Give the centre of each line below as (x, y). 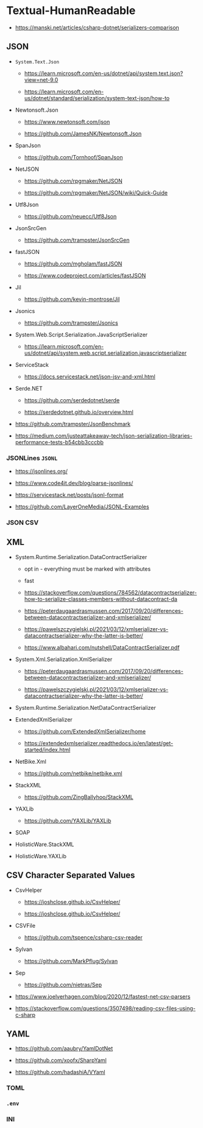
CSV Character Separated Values (71, 876)
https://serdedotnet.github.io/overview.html (79, 412)
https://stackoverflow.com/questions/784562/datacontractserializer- (110, 592)
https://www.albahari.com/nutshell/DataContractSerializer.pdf (102, 647)
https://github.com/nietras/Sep (63, 985)
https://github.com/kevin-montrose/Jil (72, 299)
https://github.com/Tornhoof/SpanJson (73, 157)
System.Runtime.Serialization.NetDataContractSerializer (86, 707)
